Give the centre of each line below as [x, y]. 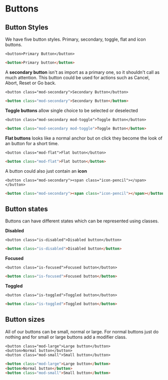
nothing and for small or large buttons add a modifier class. [66, 337]
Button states [27, 209]
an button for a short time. [32, 143]
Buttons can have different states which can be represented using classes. [82, 221]
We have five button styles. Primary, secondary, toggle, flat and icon [75, 39]
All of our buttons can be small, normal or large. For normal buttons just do [82, 331]
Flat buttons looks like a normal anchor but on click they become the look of [84, 138]
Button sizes [25, 320]
